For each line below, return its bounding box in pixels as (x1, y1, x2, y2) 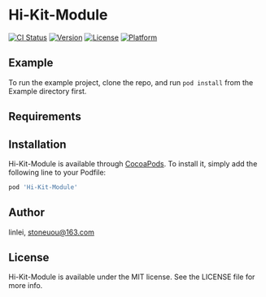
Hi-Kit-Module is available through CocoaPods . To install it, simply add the (8, 158, 258, 168)
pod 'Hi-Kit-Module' (8, 183, 79, 192)
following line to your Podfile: (8, 167, 107, 177)
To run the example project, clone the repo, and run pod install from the (8, 77, 254, 87)
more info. (8, 281, 43, 291)
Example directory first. (8, 86, 87, 96)
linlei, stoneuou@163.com (8, 227, 95, 237)
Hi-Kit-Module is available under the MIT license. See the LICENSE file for (8, 272, 255, 282)
